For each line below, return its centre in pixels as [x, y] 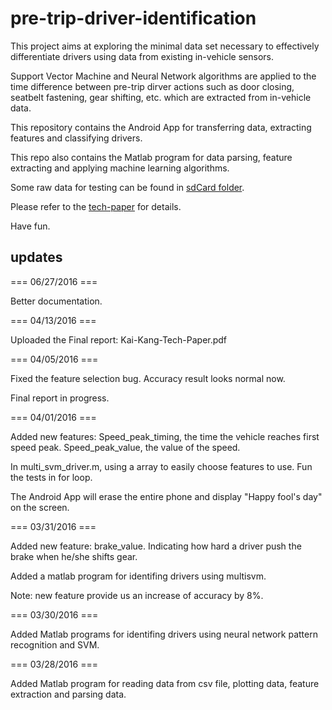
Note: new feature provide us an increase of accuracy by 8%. [137, 595]
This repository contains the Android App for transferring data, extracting [161, 127]
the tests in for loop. [51, 477]
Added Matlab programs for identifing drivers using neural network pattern [164, 634]
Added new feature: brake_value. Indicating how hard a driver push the [156, 546]
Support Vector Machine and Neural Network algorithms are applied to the [163, 76]
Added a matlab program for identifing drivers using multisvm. [138, 576]
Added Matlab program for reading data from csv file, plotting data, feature [165, 683]
